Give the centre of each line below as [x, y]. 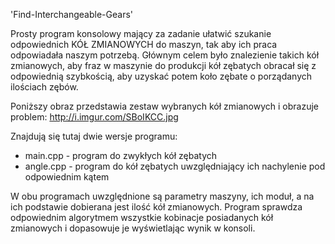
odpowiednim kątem [67, 177]
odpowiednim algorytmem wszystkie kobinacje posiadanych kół [142, 217]
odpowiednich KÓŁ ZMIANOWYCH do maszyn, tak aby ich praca [144, 44]
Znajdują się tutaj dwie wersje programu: [94, 136]
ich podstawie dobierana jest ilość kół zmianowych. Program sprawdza [156, 207]
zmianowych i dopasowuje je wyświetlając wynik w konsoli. [133, 228]
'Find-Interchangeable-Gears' [71, 14]
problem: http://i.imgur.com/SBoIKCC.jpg [94, 117]
